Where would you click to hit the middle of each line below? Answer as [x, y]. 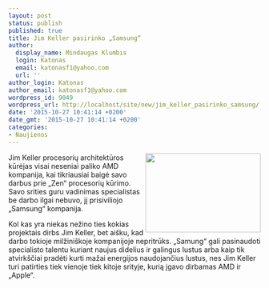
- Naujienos [28, 134]
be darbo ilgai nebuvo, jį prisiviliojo [66, 200]
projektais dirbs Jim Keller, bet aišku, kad [76, 232]
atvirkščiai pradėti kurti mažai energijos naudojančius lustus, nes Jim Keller [132, 258]
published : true [35, 30]
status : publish [35, 23]
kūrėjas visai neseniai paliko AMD [63, 166]
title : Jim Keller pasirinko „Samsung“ [75, 38]
